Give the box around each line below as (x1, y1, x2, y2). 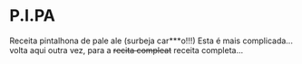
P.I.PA (9, 5, 56, 26)
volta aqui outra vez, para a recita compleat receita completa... (9, 44, 244, 55)
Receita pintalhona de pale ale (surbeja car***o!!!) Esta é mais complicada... (9, 35, 293, 46)
